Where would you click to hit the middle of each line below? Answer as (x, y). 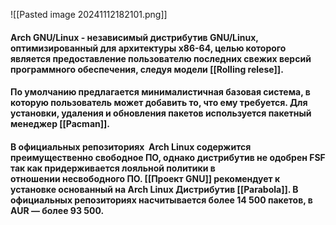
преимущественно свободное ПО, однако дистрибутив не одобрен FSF (168, 157)
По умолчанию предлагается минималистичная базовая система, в (160, 92)
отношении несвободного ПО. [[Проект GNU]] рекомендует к (145, 178)
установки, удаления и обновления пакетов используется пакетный (161, 113)
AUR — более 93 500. (57, 210)
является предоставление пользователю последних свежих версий (161, 58)
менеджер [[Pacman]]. (60, 124)
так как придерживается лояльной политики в (113, 168)
